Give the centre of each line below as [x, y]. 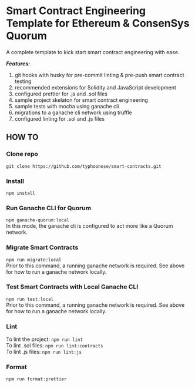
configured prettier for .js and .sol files [61, 94]
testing [23, 81]
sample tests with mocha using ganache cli [67, 106]
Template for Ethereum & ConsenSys [98, 23]
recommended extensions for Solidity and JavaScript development [95, 87]
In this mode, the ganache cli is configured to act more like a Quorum [90, 226]
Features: [18, 64]
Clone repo [22, 154]
